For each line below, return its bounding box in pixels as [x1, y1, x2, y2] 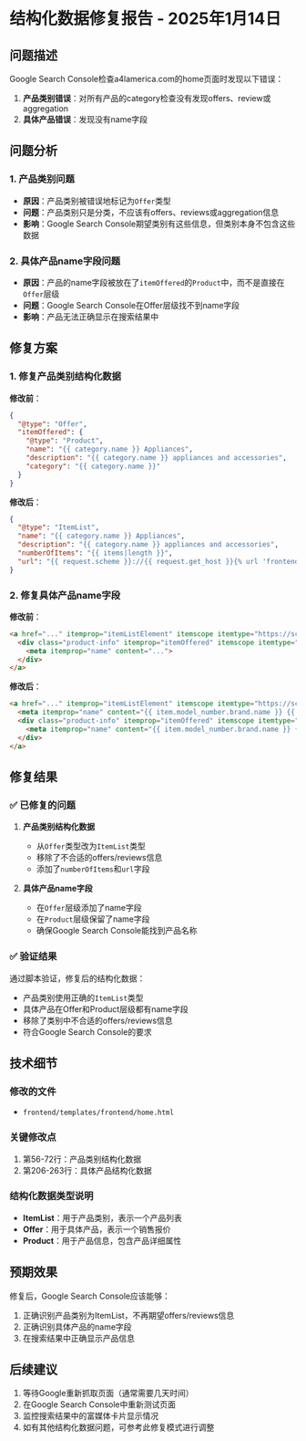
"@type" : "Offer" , [17, 419, 88, 429]
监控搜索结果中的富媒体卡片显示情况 [22, 1411, 159, 1422]
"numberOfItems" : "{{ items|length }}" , [17, 548, 173, 558]
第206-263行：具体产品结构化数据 [22, 1164, 152, 1175]
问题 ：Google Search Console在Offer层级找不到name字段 [22, 299, 240, 310]
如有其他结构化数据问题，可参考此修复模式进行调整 [22, 1422, 215, 1433]
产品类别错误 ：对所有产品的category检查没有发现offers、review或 [22, 93, 271, 103]
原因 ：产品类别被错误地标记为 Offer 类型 [22, 195, 171, 206]
